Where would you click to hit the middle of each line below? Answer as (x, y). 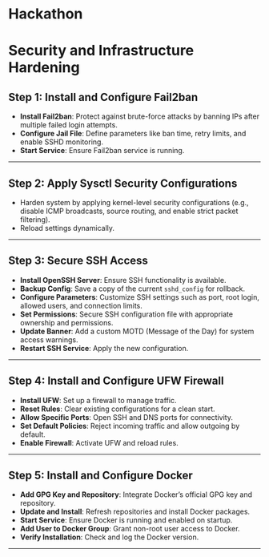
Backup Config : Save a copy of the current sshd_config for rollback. (132, 289)
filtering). (35, 220)
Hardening (44, 68)
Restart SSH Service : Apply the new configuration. (104, 348)
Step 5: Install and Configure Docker (101, 476)
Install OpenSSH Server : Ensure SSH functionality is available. (123, 280)
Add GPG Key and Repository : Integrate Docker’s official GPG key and (136, 494)
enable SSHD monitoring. (62, 142)
